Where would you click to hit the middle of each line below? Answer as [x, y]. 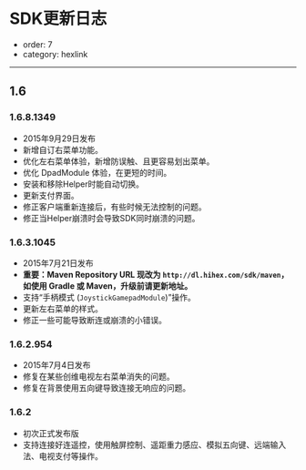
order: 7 [37, 44]
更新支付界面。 [51, 195]
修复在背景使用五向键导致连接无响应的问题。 [107, 388]
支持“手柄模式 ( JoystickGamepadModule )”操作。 [109, 297]
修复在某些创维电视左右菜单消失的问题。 [98, 377]
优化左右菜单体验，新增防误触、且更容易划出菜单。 [118, 161]
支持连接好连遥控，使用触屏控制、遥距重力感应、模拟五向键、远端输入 [154, 444]
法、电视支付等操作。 [62, 455]
